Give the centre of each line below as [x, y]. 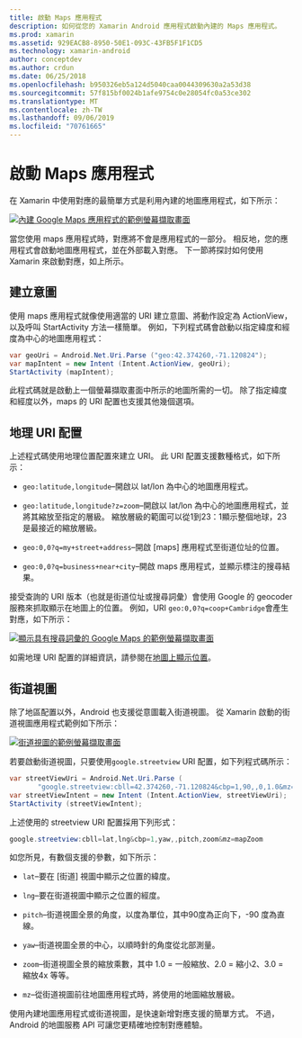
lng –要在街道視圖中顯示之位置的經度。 [93, 896]
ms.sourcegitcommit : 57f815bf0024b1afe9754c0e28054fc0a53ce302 [130, 93]
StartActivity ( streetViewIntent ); [76, 803]
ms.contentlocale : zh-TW [56, 110]
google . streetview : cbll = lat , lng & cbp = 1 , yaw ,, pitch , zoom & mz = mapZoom [136, 839]
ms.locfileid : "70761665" [58, 127]
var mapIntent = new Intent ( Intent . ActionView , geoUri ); [120, 364]
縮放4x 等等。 [48, 975]
